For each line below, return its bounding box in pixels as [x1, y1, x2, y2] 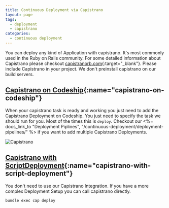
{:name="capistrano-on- [83, 86, 164, 94]
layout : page [5, 12, 33, 17]
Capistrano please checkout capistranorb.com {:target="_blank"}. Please [5, 60, 157, 66]
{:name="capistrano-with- [64, 161, 151, 170]
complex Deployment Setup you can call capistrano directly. [5, 188, 131, 194]
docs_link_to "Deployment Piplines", [5, 123, 80, 129]
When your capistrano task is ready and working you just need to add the [5, 107, 159, 113]
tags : [5, 17, 17, 22]
